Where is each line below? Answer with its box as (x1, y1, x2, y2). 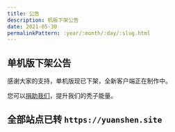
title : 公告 (7, 10, 40, 17)
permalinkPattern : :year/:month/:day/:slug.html (7, 29, 151, 37)
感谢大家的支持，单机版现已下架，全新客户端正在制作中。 (7, 77, 172, 85)
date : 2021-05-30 (7, 23, 58, 30)
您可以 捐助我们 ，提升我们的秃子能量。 (7, 92, 117, 100)
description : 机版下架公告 (7, 17, 79, 24)
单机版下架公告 (7, 57, 72, 69)
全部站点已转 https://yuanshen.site (7, 114, 162, 126)
